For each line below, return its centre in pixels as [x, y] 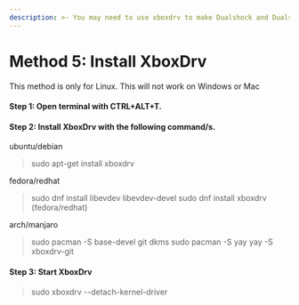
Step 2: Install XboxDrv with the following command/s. [113, 126]
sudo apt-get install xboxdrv [83, 164]
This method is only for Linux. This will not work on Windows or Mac [134, 86]
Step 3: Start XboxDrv [51, 271]
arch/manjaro [34, 225]
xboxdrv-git [52, 252]
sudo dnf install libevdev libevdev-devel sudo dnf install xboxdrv [149, 198]
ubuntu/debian [36, 147]
